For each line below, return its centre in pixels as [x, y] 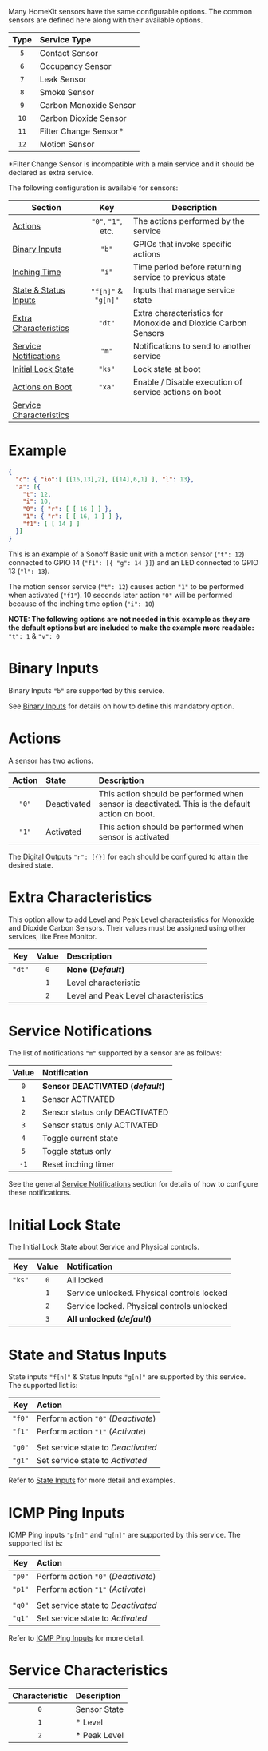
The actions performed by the [189, 221]
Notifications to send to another [192, 346]
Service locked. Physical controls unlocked [147, 1306]
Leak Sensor [63, 79]
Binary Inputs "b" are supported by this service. [87, 690]
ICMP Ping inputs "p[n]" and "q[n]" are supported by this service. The [124, 1535]
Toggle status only [77, 1151]
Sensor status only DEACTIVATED [106, 1112]
